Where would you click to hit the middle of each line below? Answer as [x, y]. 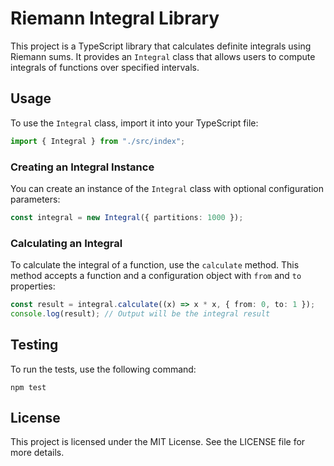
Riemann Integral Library [115, 18]
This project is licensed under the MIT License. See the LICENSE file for [158, 442]
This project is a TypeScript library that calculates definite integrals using [161, 46]
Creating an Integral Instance [82, 167]
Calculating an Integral [66, 243]
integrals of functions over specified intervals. [105, 67]
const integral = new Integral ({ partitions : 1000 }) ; [127, 217]
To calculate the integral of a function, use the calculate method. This [155, 265]
